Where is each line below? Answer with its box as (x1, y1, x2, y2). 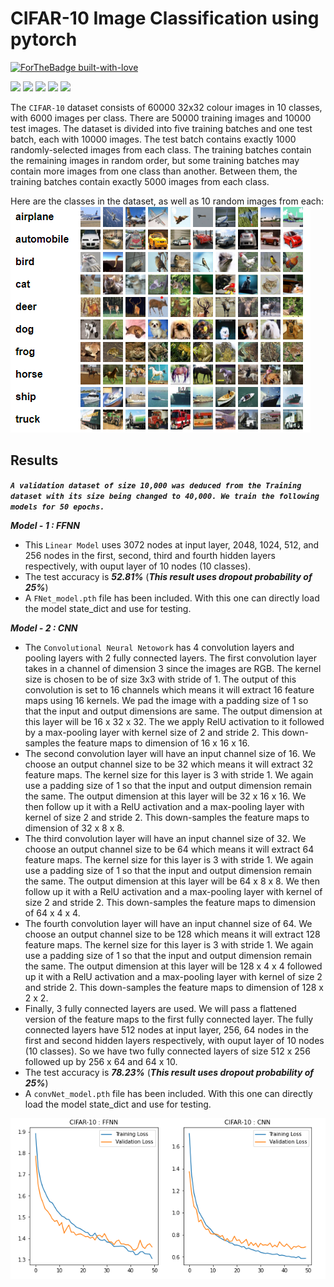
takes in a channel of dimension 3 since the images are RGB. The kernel (24, 662, 322, 674)
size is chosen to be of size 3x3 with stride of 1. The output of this (24, 673, 297, 685)
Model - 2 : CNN (10, 622, 78, 634)
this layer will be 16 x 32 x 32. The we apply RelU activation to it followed (24, 715, 325, 727)
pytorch (10, 28, 78, 51)
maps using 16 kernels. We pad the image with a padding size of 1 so (24, 694, 309, 706)
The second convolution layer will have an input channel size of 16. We (24, 747, 317, 759)
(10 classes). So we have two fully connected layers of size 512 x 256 (24, 1045, 311, 1057)
